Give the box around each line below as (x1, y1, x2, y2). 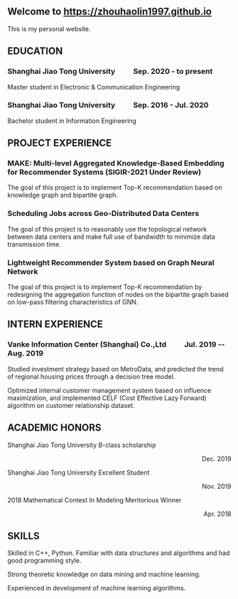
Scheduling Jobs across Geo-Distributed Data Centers (7, 209, 200, 219)
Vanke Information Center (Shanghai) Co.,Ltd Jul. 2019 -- (7, 340, 225, 350)
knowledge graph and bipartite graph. (7, 191, 119, 200)
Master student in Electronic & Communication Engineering (7, 82, 180, 91)
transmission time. (7, 239, 62, 248)
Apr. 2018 (203, 509, 232, 518)
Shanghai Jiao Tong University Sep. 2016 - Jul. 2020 (7, 100, 209, 110)
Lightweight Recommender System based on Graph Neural (7, 257, 215, 267)
